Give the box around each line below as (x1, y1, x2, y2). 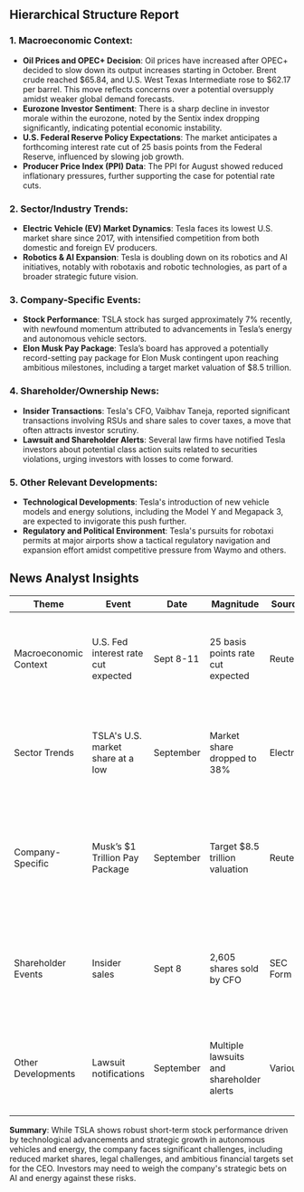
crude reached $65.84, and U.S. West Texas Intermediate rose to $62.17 (22, 74, 291, 85)
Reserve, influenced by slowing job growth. (22, 151, 185, 162)
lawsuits (209, 1050, 245, 1063)
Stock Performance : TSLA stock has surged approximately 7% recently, (22, 314, 292, 325)
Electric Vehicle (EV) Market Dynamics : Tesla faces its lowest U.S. (22, 222, 273, 233)
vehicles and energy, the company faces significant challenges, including (9, 1143, 283, 1154)
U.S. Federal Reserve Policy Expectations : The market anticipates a (22, 131, 278, 143)
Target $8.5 (209, 840, 260, 853)
